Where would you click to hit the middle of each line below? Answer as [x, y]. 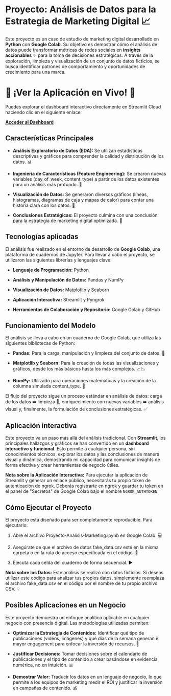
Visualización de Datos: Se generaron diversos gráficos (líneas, [80, 194]
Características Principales [50, 138]
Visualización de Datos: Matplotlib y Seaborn [61, 290]
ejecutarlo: [17, 525]
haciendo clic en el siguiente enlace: [44, 112]
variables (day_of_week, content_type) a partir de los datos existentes [86, 179]
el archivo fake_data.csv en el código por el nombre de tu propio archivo [81, 583]
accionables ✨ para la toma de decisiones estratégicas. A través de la [79, 55]
